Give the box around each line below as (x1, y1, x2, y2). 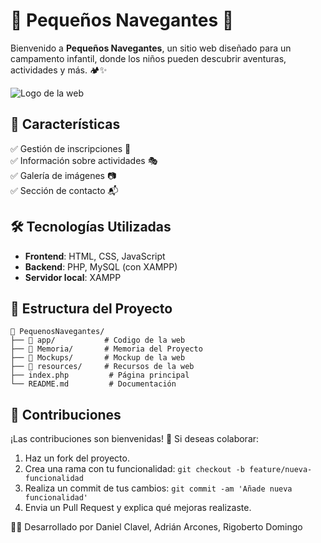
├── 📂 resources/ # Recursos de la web (10, 362, 195, 372)
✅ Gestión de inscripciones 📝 (10, 142, 132, 154)
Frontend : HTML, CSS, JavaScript (24, 250, 166, 262)
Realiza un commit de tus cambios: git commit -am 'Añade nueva (24, 482, 293, 494)
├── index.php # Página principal (10, 370, 190, 381)
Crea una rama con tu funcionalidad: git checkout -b (24, 463, 245, 475)
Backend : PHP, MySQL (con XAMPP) (24, 260, 178, 273)
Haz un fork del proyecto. (24, 452, 130, 464)
